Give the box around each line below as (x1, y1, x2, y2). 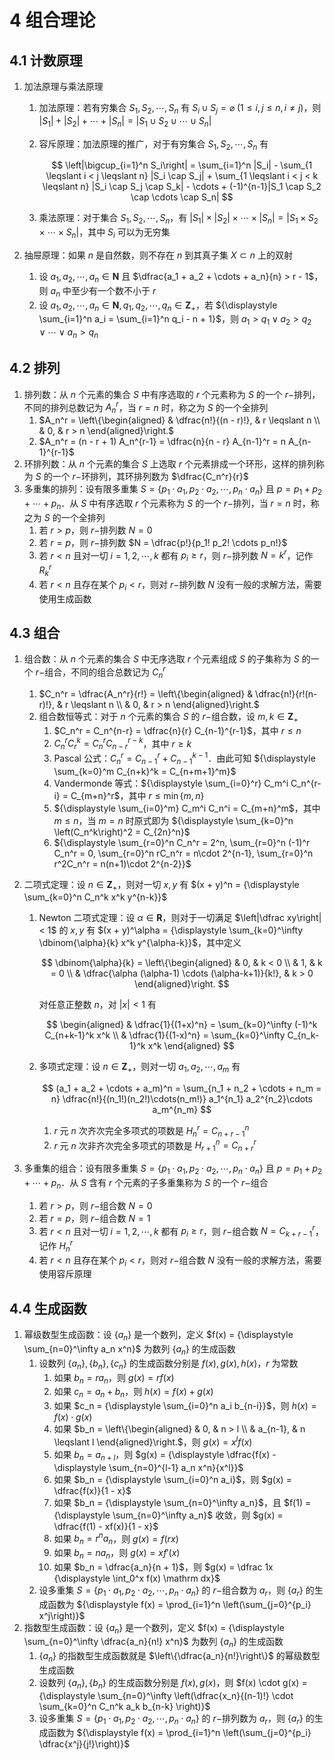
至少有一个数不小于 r (70, 284, 157, 296)
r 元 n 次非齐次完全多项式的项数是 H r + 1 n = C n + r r (53, 1137, 257, 1153)
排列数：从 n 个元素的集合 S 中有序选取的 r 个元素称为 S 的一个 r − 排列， (23, 388, 321, 400)
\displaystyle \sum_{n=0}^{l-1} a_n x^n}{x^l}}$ (53, 1461, 244, 1473)
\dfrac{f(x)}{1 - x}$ (53, 1484, 132, 1496)
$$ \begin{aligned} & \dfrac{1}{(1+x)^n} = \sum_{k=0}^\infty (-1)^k (46, 1019, 318, 1031)
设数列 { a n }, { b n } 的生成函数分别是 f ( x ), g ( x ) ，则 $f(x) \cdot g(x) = (38, 1676, 308, 1691)
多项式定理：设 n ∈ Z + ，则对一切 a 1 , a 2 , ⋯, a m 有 (38, 1061, 241, 1075)
